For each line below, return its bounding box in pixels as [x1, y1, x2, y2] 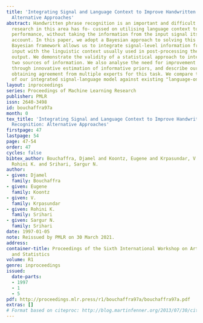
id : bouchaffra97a [6, 104, 53, 111]
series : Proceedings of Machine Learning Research [6, 88, 137, 94]
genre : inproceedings [6, 262, 61, 268]
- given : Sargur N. [6, 218, 56, 224]
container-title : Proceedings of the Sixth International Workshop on [6, 245, 188, 251]
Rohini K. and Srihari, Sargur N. [11, 161, 98, 167]
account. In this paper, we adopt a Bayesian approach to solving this [11, 37, 196, 43]
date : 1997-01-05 [6, 228, 50, 235]
